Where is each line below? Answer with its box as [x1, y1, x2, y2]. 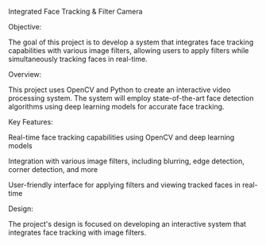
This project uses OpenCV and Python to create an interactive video [8, 85, 231, 94]
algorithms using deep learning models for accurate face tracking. [8, 102, 225, 111]
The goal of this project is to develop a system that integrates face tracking [8, 37, 254, 47]
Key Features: [8, 117, 53, 126]
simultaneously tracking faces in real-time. [8, 55, 148, 63]
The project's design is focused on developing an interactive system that [8, 220, 246, 228]
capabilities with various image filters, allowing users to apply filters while [8, 46, 249, 55]
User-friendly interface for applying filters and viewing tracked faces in [8, 180, 241, 189]
